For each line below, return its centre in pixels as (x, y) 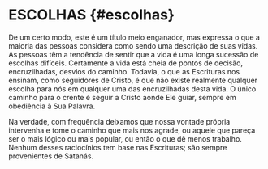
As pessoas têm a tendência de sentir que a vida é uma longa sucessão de (134, 54)
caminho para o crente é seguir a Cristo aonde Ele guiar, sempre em (123, 97)
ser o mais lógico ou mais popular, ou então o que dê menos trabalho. (125, 138)
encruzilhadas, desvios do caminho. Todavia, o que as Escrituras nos (124, 71)
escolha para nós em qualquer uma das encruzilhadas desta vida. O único (132, 89)
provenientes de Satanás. (51, 156)
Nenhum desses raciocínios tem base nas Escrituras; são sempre (118, 147)
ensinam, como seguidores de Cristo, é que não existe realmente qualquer (133, 80)
